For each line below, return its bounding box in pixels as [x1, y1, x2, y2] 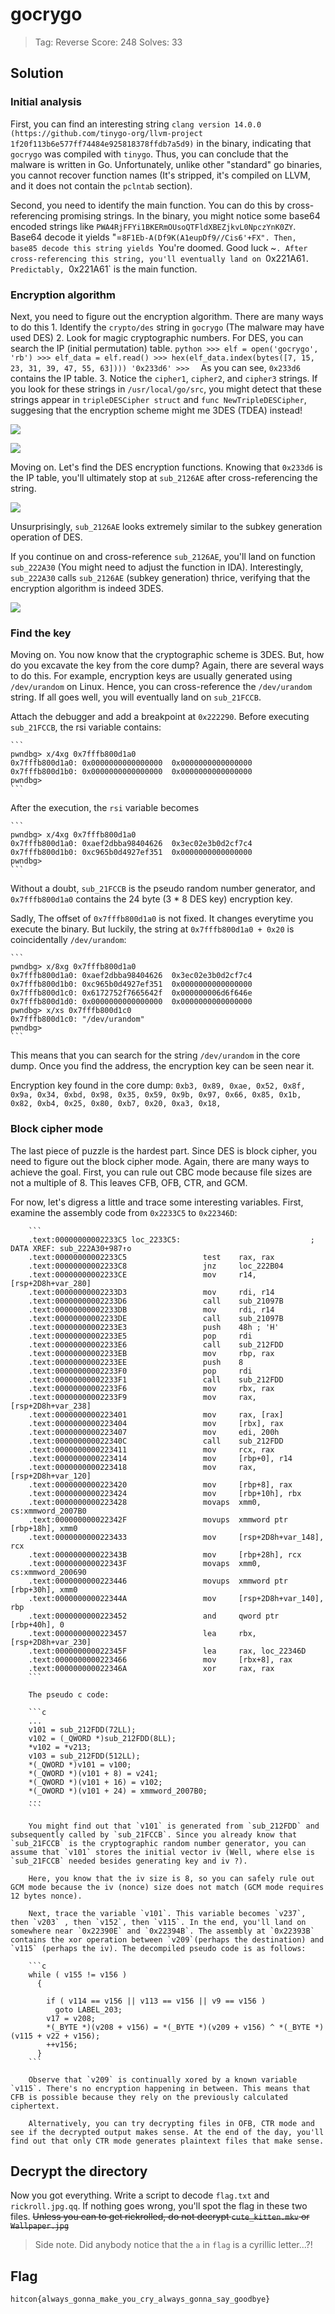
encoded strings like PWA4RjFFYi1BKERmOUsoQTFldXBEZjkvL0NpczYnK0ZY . [10, 220, 297, 232]
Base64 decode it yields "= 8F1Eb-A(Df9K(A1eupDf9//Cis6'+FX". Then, [10, 231, 297, 243]
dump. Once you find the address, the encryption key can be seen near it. [10, 1060, 315, 1072]
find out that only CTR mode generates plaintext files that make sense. [10, 2136, 325, 2146]
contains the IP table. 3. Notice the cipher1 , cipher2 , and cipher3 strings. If [10, 372, 318, 384]
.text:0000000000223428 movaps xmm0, [28, 1497, 262, 1507]
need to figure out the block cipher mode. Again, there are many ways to [10, 1155, 310, 1167]
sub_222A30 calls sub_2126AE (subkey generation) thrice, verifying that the [10, 571, 311, 583]
